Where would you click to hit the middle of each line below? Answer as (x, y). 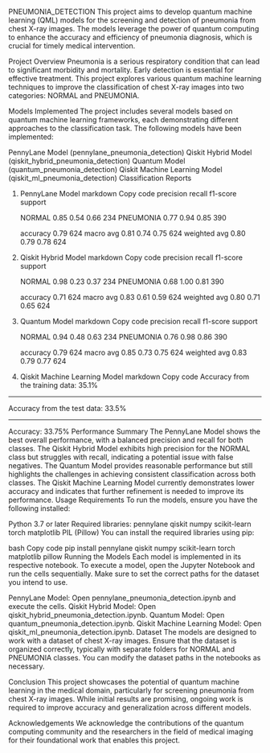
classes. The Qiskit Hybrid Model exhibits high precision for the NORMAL (129, 449)
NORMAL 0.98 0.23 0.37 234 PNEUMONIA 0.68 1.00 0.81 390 (122, 282)
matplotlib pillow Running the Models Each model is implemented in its (125, 557)
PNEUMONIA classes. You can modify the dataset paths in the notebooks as (135, 658)
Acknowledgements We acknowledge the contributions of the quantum (126, 723)
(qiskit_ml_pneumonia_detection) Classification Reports (100, 178)
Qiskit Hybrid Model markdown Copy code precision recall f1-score (131, 257)
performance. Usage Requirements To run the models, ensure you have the (133, 500)
